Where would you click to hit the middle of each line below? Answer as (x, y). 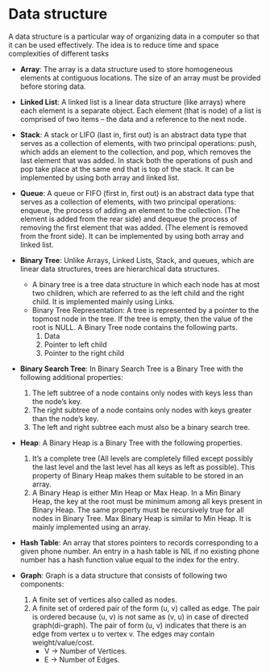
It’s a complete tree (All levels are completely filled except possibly (143, 458)
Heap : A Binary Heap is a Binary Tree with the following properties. (131, 442)
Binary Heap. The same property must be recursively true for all (138, 510)
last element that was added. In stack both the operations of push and (136, 160)
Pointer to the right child (84, 353)
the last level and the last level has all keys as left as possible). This (143, 467)
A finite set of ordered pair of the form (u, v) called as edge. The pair (146, 608)
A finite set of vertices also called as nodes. (104, 599)
